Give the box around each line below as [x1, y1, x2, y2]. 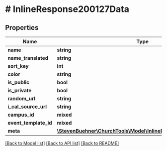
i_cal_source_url [7, 103, 47, 110]
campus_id [7, 111, 34, 118]
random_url [7, 95, 36, 102]
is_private [7, 87, 32, 94]
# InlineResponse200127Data [5, 3, 129, 15]
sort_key [7, 63, 29, 69]
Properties [5, 23, 39, 32]
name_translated [7, 55, 49, 61]
